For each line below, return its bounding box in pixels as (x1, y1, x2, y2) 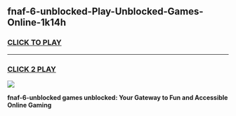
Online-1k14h (7, 17, 67, 29)
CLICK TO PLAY (7, 38, 62, 48)
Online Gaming (7, 101, 52, 109)
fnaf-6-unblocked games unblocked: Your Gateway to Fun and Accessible (7, 93, 228, 101)
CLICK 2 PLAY (7, 64, 56, 74)
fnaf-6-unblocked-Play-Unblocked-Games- (7, 6, 204, 18)
